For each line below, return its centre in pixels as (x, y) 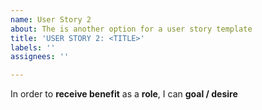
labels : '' (33, 47)
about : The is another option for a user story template (131, 29)
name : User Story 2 (51, 19)
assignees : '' (40, 57)
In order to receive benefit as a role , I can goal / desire (124, 94)
